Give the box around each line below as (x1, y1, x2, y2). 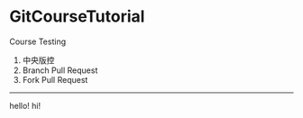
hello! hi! (9, 100, 41, 111)
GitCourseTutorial (9, 6, 145, 27)
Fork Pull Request (22, 74, 88, 85)
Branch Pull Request (22, 65, 98, 76)
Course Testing (9, 36, 66, 47)
